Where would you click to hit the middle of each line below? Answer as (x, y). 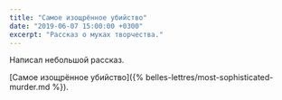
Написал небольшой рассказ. (67, 60)
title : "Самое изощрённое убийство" (78, 18)
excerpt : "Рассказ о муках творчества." (87, 34)
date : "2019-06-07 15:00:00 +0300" (76, 26)
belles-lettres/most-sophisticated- (210, 77)
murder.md (30, 87)
